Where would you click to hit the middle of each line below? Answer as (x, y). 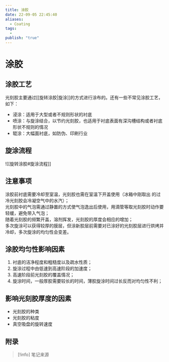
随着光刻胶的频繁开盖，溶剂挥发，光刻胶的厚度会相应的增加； (69, 219)
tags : (11, 29)
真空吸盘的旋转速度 (32, 324)
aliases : (14, 19)
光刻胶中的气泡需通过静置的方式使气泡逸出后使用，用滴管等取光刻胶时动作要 (84, 207)
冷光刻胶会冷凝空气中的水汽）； (37, 200)
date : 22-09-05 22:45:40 (31, 15)
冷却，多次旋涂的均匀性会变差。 (38, 232)
